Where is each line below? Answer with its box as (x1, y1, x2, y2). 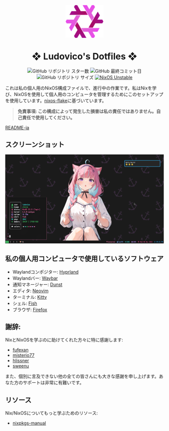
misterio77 (12, 352, 35, 359)
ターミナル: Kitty (12, 294, 47, 300)
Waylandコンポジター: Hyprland (12, 269, 79, 275)
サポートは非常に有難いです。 (22, 380, 84, 386)
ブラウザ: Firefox (12, 306, 48, 312)
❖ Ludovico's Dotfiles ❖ (32, 51, 137, 62)
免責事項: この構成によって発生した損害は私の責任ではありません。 (17, 108, 157, 115)
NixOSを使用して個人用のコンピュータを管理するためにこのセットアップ (14, 92, 163, 98)
